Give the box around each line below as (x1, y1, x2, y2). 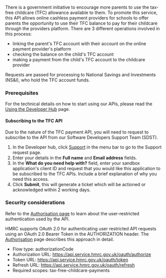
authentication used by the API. (5, 216, 70, 222)
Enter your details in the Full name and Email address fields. (12, 155, 137, 161)
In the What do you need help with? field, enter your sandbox (12, 160, 140, 166)
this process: (5, 31, 32, 37)
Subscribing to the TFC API (5, 117, 62, 123)
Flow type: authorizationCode (12, 246, 74, 252)
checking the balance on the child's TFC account (12, 51, 114, 57)
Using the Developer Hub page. (5, 106, 70, 112)
